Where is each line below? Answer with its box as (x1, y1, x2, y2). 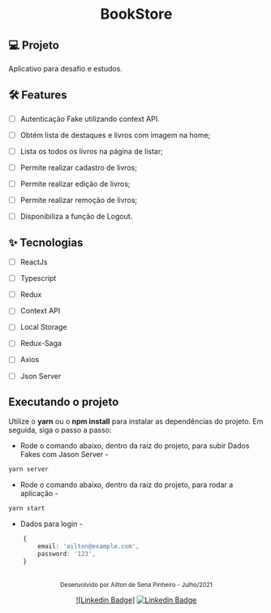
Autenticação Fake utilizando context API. (19, 114, 160, 123)
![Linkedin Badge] (75, 594, 135, 605)
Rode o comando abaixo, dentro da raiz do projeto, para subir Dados (19, 441, 250, 451)
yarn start (8, 504, 45, 512)
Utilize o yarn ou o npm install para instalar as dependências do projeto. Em (8, 417, 264, 426)
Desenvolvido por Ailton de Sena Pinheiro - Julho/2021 (59, 581, 213, 589)
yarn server (8, 465, 49, 473)
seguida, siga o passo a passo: (8, 425, 112, 435)
